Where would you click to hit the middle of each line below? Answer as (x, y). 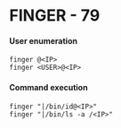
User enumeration (44, 40)
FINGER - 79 (55, 16)
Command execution (48, 87)
